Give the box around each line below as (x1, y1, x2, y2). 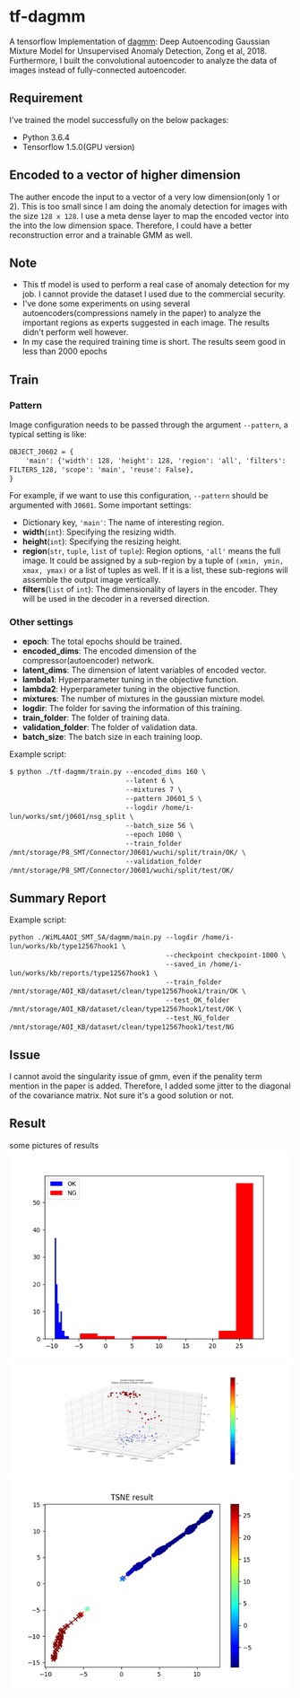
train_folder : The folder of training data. (21, 712, 170, 724)
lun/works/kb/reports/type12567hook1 (9, 969, 150, 978)
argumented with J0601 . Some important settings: (9, 500, 192, 511)
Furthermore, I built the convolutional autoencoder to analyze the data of (9, 55, 278, 66)
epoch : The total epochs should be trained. (21, 636, 183, 647)
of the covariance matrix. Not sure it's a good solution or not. (9, 1089, 235, 1101)
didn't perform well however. (21, 327, 129, 338)
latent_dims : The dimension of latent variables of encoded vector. (21, 664, 267, 675)
